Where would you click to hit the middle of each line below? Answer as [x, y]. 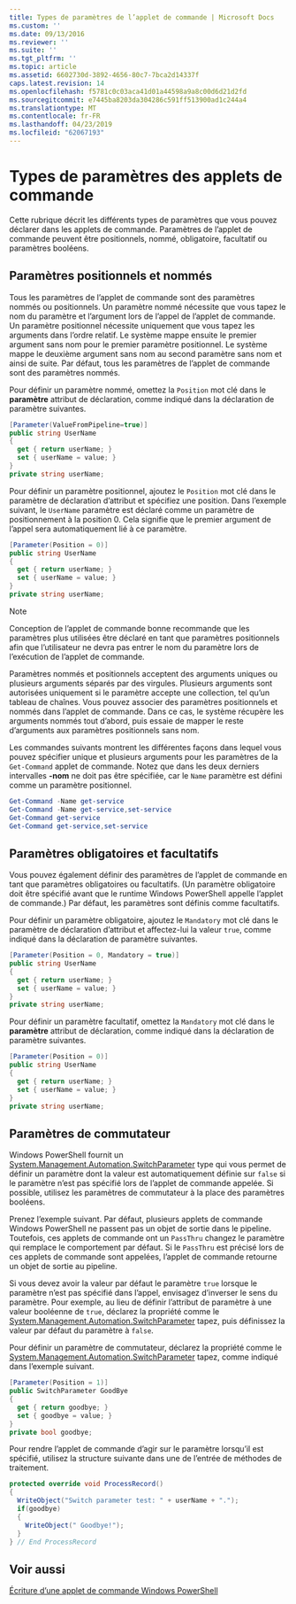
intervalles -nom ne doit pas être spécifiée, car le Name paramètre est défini [146, 775]
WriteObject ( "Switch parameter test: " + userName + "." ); [128, 1501]
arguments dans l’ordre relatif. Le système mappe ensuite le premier [133, 335]
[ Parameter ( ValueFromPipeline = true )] [79, 425]
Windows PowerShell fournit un [66, 1155]
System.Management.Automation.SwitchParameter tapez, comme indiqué [144, 1357]
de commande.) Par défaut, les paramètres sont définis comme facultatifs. [144, 903]
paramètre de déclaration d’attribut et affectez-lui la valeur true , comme [140, 930]
